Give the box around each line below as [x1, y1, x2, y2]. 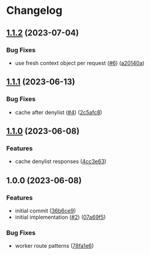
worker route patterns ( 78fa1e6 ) [14, 242, 95, 250]
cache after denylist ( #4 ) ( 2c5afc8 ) [14, 109, 102, 116]
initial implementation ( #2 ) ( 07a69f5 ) [14, 213, 106, 221]
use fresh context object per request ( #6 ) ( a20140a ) [14, 59, 145, 66]
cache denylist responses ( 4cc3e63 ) [14, 158, 107, 165]
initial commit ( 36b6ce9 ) [14, 207, 77, 214]
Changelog [6, 4, 63, 17]
